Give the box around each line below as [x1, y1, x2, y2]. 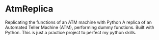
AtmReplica [5, 3, 53, 14]
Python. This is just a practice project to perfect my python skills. [5, 29, 136, 35]
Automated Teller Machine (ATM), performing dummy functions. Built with [5, 24, 155, 30]
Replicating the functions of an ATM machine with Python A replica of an [5, 19, 152, 25]
